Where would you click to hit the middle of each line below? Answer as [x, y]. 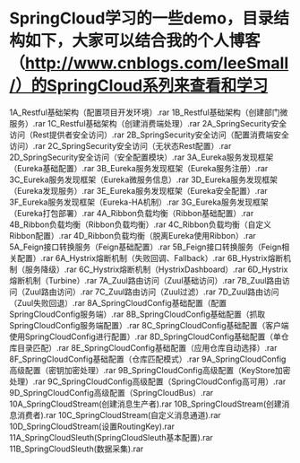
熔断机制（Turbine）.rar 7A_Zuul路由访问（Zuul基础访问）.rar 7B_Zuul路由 [146, 280]
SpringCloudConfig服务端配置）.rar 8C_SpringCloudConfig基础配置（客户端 [149, 325]
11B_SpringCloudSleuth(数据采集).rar [77, 449]
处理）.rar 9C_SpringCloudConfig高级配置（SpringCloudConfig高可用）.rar [148, 381]
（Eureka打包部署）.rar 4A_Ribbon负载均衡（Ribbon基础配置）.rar [132, 213]
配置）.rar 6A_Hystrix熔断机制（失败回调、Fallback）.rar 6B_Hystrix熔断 [150, 258]
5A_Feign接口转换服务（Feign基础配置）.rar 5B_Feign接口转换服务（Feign [146, 247]
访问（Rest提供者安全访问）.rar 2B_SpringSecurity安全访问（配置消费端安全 [149, 135]
